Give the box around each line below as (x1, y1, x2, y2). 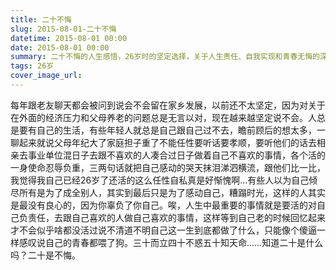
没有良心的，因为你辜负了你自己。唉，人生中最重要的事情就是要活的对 (27, 199, 317, 211)
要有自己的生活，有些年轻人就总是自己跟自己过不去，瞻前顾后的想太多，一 (18, 124, 326, 136)
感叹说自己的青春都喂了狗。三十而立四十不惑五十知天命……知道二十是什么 (18, 236, 324, 248)
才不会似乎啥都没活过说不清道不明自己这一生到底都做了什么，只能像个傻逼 (10, 224, 317, 236)
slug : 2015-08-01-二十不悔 (10, 24, 117, 34)
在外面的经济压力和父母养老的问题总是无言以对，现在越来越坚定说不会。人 (10, 111, 317, 123)
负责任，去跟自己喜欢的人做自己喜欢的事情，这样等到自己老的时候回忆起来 (18, 211, 326, 223)
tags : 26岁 (10, 61, 55, 71)
